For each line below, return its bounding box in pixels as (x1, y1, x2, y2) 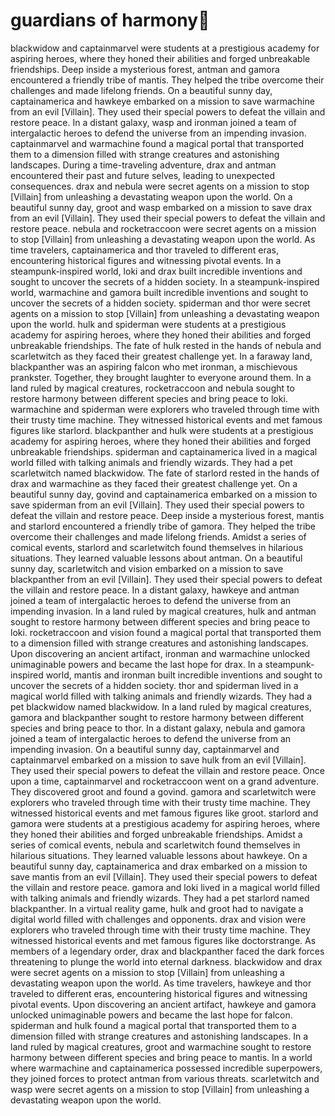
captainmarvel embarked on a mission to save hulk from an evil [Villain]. (10, 754, 307, 766)
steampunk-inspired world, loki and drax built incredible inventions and (10, 265, 303, 277)
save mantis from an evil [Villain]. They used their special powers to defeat (10, 870, 318, 883)
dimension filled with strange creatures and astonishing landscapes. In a (10, 1030, 309, 1042)
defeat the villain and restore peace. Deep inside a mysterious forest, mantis (10, 509, 325, 521)
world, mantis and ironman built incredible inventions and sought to (45, 669, 323, 681)
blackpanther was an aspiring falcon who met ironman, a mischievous (10, 360, 298, 373)
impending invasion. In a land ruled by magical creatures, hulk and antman (10, 605, 317, 617)
